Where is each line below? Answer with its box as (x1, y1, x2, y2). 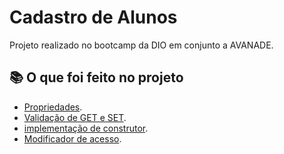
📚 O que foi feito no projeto (9, 69, 184, 86)
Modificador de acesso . (23, 132, 122, 145)
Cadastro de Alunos (9, 6, 178, 29)
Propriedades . (23, 101, 83, 113)
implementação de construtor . (23, 122, 149, 134)
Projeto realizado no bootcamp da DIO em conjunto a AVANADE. (9, 39, 274, 51)
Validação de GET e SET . (23, 111, 127, 123)
